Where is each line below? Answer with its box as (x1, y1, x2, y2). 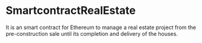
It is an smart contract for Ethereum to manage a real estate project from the (5, 24, 197, 31)
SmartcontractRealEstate (5, 4, 136, 18)
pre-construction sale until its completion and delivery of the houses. (5, 30, 178, 37)
